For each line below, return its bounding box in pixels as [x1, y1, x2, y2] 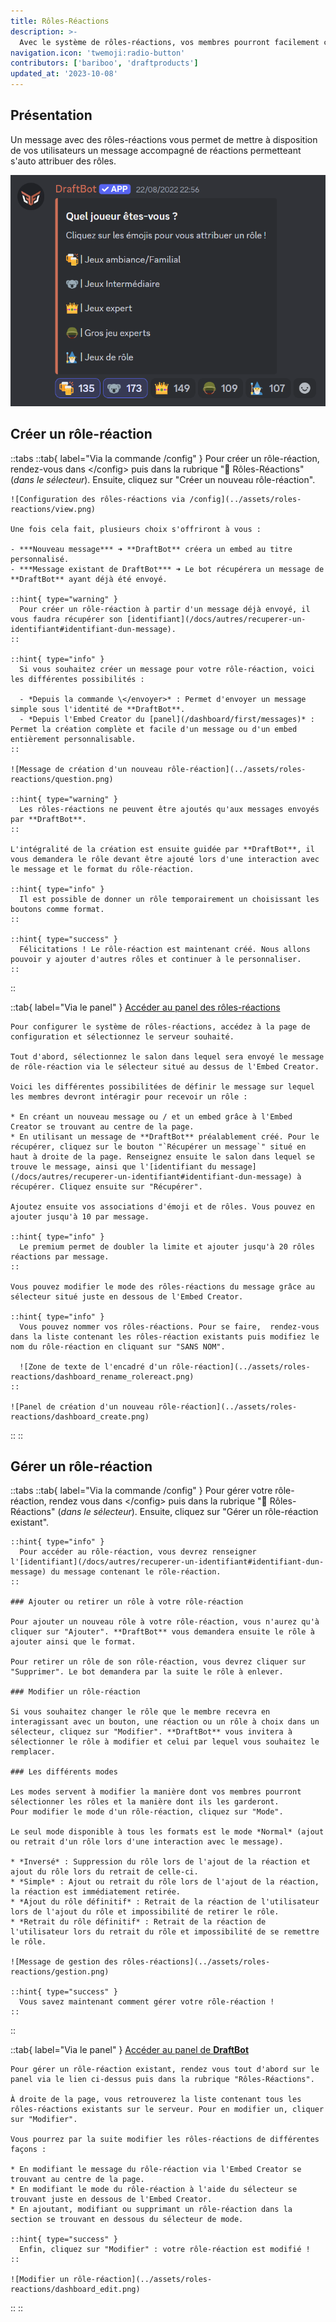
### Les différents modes [10, 1767, 118, 1777]
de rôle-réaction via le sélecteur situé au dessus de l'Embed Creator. [10, 1061, 320, 1072]
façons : [10, 2145, 47, 2155]
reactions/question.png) [10, 774, 114, 784]
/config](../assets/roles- [189, 494, 302, 504]
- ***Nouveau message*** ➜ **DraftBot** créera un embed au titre [10, 544, 293, 554]
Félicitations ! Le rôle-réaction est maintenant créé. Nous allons [19, 944, 311, 954]
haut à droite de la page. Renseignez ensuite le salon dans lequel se [10, 1151, 315, 1162]
